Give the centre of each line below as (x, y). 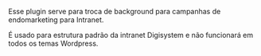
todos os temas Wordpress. (53, 43)
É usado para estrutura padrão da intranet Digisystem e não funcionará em (130, 35)
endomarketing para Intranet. (56, 20)
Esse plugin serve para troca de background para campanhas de (115, 11)
